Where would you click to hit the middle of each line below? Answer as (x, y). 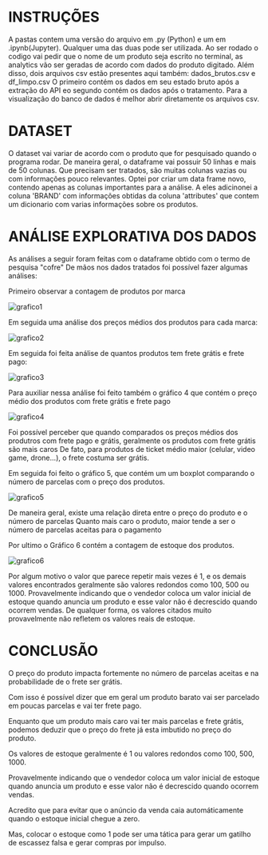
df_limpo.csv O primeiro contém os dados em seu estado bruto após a (124, 82)
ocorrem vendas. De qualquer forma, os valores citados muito (110, 610)
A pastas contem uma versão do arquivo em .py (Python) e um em (117, 39)
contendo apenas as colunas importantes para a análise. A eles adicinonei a (133, 187)
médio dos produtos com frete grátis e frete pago (90, 401)
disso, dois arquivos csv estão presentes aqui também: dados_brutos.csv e (132, 73)
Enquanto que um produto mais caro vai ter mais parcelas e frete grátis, (126, 721)
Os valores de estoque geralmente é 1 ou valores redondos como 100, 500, (132, 753)
